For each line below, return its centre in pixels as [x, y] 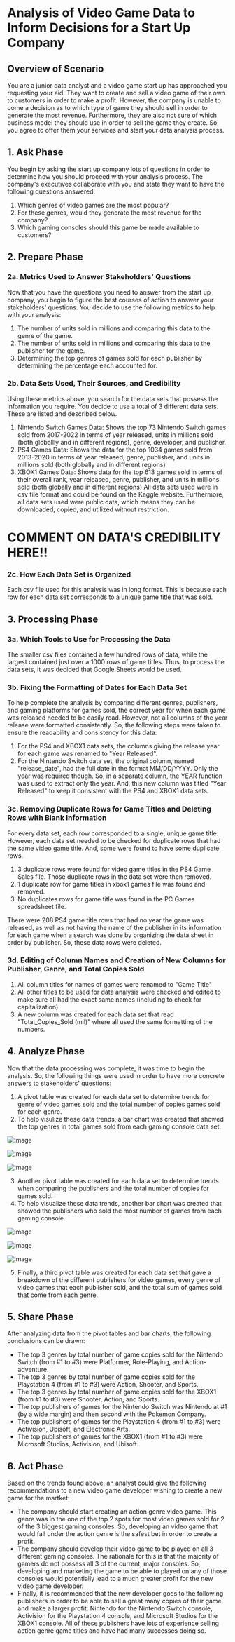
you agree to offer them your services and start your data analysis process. [116, 130]
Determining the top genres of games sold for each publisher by [110, 358]
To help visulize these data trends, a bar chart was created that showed [120, 1119]
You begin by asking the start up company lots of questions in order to [109, 169]
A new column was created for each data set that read [96, 1014]
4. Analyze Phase [46, 1051]
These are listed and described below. [62, 413]
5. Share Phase [41, 1317]
